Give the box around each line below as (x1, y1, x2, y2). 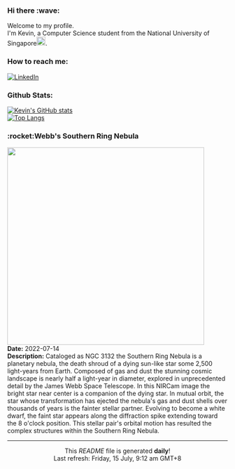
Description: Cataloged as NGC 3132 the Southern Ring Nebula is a (7, 352, 203, 360)
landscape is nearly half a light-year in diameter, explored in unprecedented (7, 374, 226, 383)
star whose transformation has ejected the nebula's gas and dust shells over (7, 397, 228, 405)
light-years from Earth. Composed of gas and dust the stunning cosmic (7, 367, 213, 376)
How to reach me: (7, 57, 69, 67)
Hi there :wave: (7, 6, 60, 15)
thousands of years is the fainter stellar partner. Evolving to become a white (7, 404, 225, 413)
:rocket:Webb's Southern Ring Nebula (7, 131, 139, 140)
